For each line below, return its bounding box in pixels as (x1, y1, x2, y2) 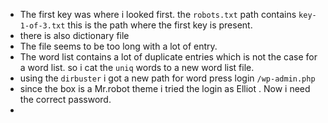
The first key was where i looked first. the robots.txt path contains (19, 9, 297, 20)
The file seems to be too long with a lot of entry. (19, 40, 218, 52)
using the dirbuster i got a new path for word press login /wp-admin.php (19, 72, 316, 84)
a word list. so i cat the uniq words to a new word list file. (19, 62, 255, 73)
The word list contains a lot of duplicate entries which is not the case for (19, 51, 318, 63)
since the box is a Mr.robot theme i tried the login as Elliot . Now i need (19, 83, 311, 94)
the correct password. (19, 94, 112, 105)
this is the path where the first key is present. (67, 19, 253, 31)
